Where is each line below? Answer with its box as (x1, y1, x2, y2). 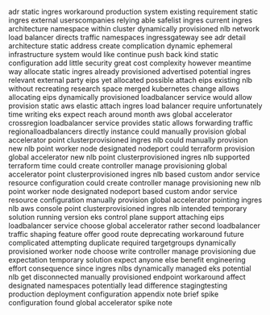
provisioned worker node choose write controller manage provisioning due (8, 247, 256, 256)
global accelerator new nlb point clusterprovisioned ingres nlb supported (8, 152, 250, 162)
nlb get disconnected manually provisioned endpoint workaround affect (8, 272, 246, 281)
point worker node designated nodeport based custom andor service (8, 187, 238, 196)
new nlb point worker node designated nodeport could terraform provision (8, 144, 255, 153)
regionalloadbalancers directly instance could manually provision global (8, 126, 247, 136)
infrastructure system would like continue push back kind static (8, 50, 219, 59)
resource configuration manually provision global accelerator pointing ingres (8, 195, 263, 205)
